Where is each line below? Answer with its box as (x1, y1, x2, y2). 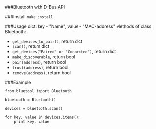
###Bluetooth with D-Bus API (5, 4, 65, 10)
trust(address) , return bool (12, 64, 69, 70)
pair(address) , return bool (12, 59, 67, 65)
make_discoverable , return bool (12, 54, 75, 60)
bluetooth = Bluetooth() (5, 97, 56, 102)
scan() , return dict (12, 43, 50, 49)
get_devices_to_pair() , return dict (12, 38, 83, 44)
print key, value (14, 119, 50, 124)
